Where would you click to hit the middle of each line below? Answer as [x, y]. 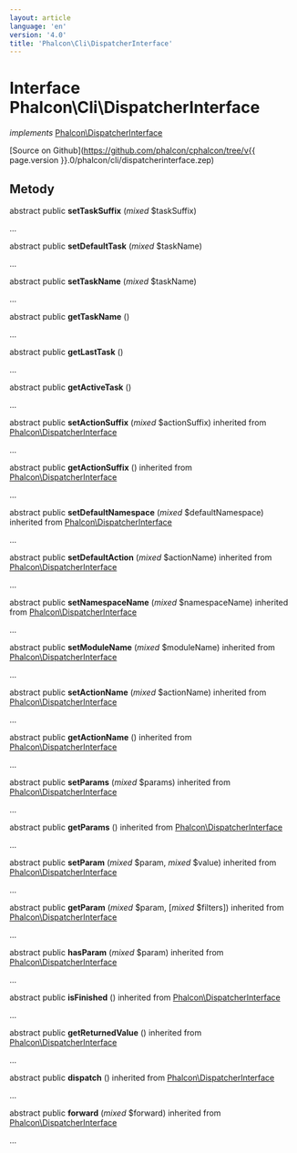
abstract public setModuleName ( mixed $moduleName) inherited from [143, 647]
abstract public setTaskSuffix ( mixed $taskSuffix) [103, 211]
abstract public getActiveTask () [71, 387]
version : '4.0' [38, 35]
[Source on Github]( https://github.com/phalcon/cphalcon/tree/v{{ [133, 150]
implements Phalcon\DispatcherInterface [86, 133]
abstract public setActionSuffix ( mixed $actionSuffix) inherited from [138, 423]
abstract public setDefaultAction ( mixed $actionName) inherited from [141, 557]
